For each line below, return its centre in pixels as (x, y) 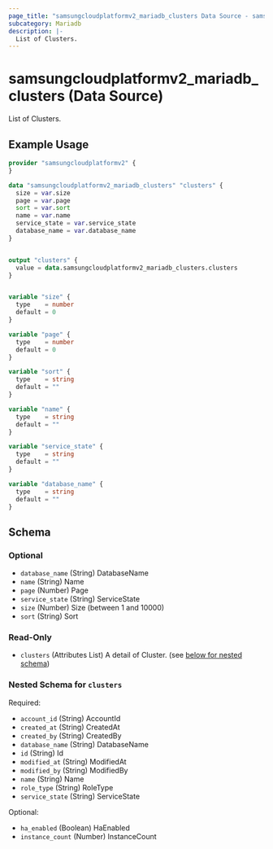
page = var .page (43, 200)
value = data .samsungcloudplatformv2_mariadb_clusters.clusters (127, 268)
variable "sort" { (39, 372)
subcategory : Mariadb (45, 24)
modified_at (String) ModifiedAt (74, 761)
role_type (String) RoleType (67, 787)
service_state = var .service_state (76, 223)
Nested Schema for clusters (65, 685)
